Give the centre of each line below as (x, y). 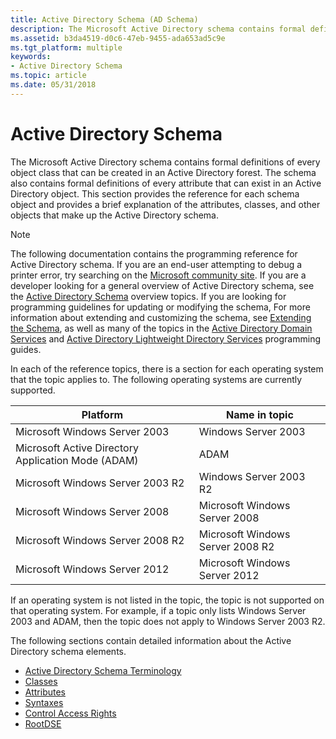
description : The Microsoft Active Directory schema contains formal (158, 29)
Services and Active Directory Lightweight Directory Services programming (165, 338)
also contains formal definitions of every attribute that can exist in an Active (166, 183)
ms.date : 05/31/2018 (53, 85)
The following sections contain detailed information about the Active (151, 640)
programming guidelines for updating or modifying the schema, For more (160, 307)
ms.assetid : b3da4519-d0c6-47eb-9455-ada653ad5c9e (118, 38)
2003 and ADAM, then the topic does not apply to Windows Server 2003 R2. (168, 621)
